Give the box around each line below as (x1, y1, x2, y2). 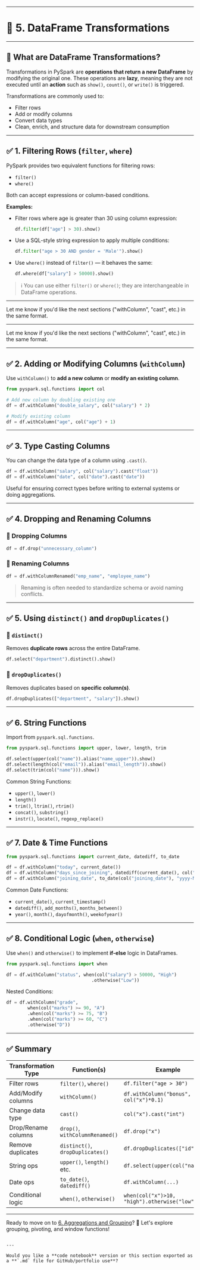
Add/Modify (9, 1089, 43, 1097)
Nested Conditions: (6, 988, 54, 995)
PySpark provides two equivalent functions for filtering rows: (6, 162, 155, 169)
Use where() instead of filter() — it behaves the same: (14, 259, 153, 267)
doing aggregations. (6, 491, 55, 498)
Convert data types (14, 117, 62, 124)
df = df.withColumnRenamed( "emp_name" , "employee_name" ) (6, 573, 151, 579)
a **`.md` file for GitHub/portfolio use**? (6, 1257, 118, 1264)
